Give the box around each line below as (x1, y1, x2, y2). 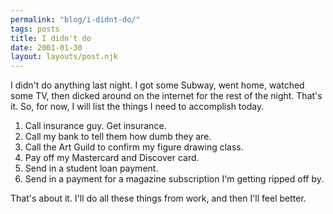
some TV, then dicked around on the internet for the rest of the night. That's (10, 90, 323, 102)
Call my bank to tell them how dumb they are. (24, 131, 212, 143)
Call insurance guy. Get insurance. (24, 120, 167, 132)
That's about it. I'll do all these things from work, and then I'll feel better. (10, 192, 307, 205)
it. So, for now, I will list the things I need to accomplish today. (10, 101, 265, 113)
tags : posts (10, 24, 60, 34)
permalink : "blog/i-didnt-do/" (10, 14, 141, 25)
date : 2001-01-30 (10, 42, 83, 53)
